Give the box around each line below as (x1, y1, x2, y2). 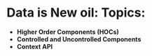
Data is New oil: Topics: (6, 5, 146, 21)
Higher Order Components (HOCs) (16, 28, 120, 36)
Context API (16, 42, 53, 50)
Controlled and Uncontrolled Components (16, 35, 141, 43)
